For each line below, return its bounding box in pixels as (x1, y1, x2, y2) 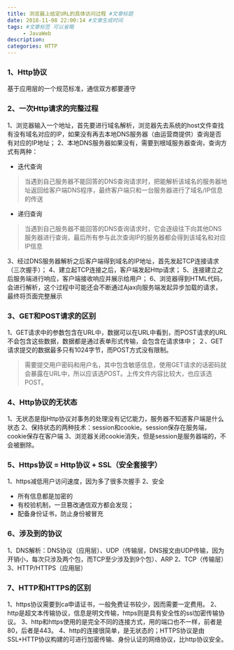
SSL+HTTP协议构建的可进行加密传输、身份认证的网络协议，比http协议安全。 (7, 635, 228, 644)
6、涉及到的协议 (7, 529, 63, 539)
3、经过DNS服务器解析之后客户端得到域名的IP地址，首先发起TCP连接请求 (7, 256, 219, 265)
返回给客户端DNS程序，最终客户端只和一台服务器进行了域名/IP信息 (30, 186, 224, 194)
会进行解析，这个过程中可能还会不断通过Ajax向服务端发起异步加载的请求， (7, 283, 222, 291)
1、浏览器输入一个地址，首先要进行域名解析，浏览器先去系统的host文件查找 (7, 120, 225, 130)
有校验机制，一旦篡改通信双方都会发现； (17, 501, 134, 509)
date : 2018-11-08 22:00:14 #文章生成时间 (7, 17, 124, 24)
